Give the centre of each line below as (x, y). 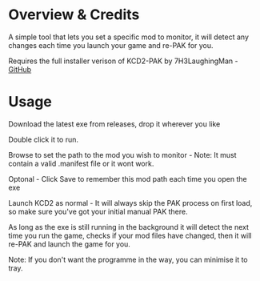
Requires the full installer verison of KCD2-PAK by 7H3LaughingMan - (123, 61)
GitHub (20, 69)
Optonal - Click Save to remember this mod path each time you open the (128, 179)
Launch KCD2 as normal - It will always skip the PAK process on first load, (130, 203)
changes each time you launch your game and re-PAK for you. (111, 45)
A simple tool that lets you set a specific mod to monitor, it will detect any (129, 37)
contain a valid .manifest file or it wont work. (81, 163)
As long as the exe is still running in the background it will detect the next (129, 227)
